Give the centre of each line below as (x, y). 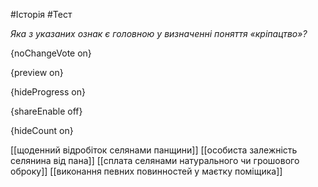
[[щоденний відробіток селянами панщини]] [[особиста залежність (154, 150)
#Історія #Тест (41, 14)
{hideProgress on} (48, 92)
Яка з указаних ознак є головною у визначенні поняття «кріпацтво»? (159, 33)
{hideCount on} (42, 130)
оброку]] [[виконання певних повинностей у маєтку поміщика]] (146, 171)
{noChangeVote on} (51, 53)
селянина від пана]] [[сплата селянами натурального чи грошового (155, 160)
